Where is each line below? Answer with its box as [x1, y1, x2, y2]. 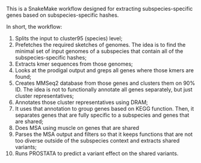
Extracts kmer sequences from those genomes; [14, 60, 134, 67]
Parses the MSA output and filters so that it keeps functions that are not [14, 131, 193, 138]
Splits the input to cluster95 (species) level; [14, 35, 123, 42]
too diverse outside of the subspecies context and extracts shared [14, 137, 180, 144]
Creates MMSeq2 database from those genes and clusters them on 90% [14, 79, 196, 87]
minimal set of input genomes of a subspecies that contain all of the [14, 48, 184, 55]
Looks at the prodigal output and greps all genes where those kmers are [14, 67, 194, 74]
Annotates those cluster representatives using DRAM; [14, 99, 149, 106]
